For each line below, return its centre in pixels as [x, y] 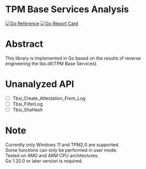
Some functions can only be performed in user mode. [62, 150]
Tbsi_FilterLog [28, 104]
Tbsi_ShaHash [28, 109]
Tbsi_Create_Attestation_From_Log [49, 98]
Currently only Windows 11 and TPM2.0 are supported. [62, 145]
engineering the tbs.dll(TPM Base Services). [52, 63]
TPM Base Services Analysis [67, 9]
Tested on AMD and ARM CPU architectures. [52, 155]
